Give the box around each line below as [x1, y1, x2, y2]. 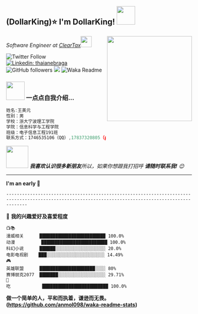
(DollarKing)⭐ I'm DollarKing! [6, 17, 115, 27]
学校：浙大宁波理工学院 [6, 118, 55, 124]
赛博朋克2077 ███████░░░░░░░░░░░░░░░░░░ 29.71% [6, 272, 124, 278]
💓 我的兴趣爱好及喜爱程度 [6, 213, 68, 220]
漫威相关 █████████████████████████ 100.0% [6, 233, 124, 239]
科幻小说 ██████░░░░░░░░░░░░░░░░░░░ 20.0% [6, 246, 122, 252]
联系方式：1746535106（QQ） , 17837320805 [6, 135, 101, 141]
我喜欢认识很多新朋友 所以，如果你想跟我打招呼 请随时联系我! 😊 [29, 163, 184, 170]
